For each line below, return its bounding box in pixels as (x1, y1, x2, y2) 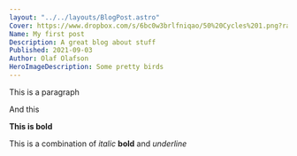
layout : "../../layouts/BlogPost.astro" (9, 12, 161, 22)
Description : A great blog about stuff (9, 37, 156, 47)
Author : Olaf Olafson (9, 54, 89, 63)
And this (9, 104, 40, 114)
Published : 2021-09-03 (9, 46, 93, 55)
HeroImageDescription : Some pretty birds (9, 63, 164, 72)
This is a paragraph (9, 86, 80, 97)
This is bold (9, 121, 53, 131)
